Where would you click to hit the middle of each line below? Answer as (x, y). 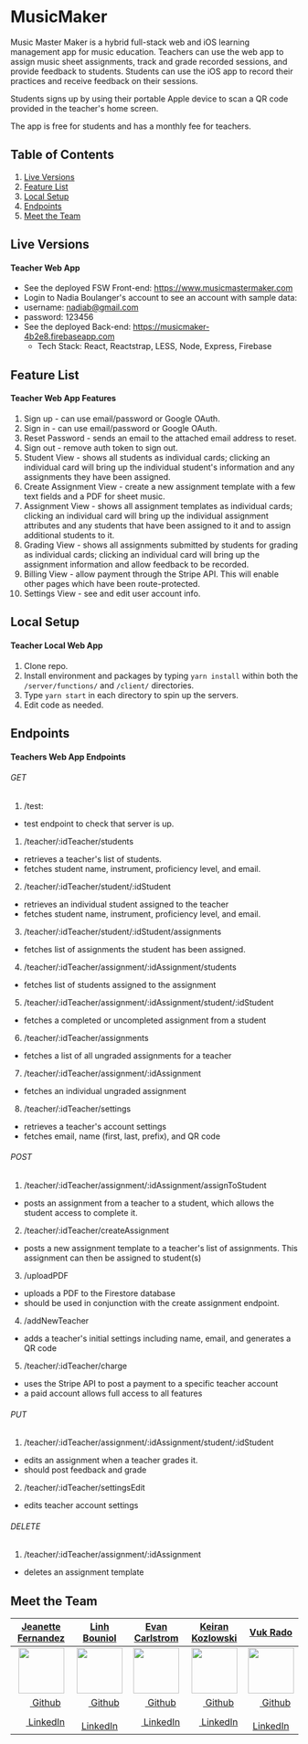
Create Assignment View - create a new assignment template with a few (159, 486)
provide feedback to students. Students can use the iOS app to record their (152, 71)
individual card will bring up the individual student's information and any (159, 467)
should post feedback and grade (85, 1470)
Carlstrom (156, 1638)
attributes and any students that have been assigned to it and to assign (157, 525)
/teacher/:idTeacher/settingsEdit (84, 1488)
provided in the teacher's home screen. (85, 108)
